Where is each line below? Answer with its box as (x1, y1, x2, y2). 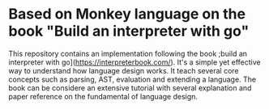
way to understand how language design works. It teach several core (8, 65, 239, 75)
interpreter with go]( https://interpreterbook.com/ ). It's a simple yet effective (8, 57, 261, 67)
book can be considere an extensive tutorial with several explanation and (8, 82, 252, 93)
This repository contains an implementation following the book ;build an (8, 48, 248, 58)
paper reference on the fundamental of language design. (8, 91, 199, 101)
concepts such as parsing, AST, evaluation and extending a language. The (8, 74, 257, 84)
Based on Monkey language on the (8, 5, 246, 23)
